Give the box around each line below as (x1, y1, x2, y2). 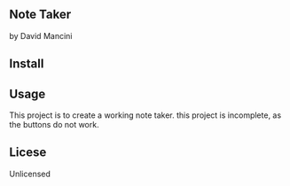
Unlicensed (9, 168, 51, 179)
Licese (9, 145, 47, 160)
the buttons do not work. (9, 120, 99, 130)
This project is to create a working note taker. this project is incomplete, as (9, 110, 282, 120)
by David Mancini (9, 30, 73, 41)
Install (9, 57, 44, 72)
